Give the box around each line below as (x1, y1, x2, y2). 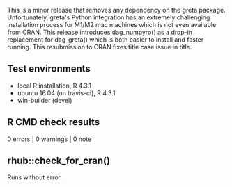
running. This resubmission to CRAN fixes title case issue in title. (7, 43, 192, 51)
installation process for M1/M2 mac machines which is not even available (7, 21, 217, 29)
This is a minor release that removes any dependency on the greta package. (7, 6, 226, 14)
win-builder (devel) (17, 96, 72, 104)
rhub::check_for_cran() (7, 155, 110, 167)
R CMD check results (7, 116, 100, 128)
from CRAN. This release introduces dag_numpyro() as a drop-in (7, 28, 193, 36)
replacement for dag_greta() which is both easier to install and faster (7, 35, 204, 44)
